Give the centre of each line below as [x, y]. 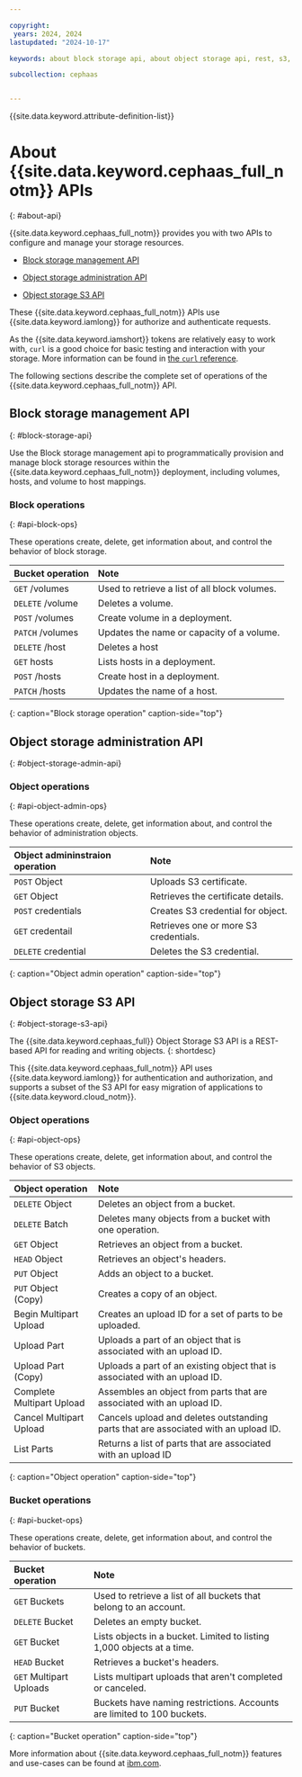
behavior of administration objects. [74, 833]
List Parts [34, 1449]
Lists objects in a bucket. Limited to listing [181, 1636]
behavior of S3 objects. [53, 1167]
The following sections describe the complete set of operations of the [138, 376]
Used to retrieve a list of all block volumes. [187, 588]
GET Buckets [39, 1601]
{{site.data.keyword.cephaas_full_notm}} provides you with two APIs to [141, 233]
